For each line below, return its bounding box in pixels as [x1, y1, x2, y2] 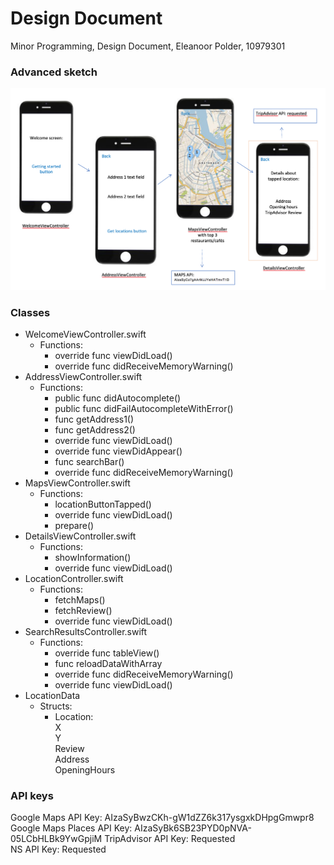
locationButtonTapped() [54, 498, 152, 510]
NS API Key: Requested [10, 843, 107, 856]
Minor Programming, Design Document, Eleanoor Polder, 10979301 [10, 40, 286, 52]
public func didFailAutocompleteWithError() [54, 402, 234, 414]
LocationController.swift [24, 572, 124, 584]
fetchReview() [54, 604, 113, 616]
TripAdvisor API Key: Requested [104, 833, 236, 845]
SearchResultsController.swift [24, 625, 148, 637]
